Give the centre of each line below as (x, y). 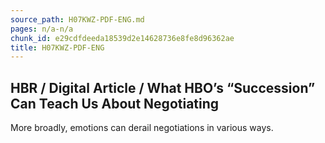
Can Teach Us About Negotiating (115, 103)
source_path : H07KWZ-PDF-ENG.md (77, 19)
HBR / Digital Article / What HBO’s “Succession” (163, 87)
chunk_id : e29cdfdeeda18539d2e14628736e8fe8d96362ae (122, 38)
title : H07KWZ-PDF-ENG (57, 47)
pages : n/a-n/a (42, 29)
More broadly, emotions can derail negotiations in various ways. (142, 128)
